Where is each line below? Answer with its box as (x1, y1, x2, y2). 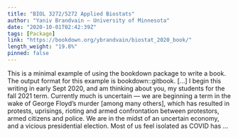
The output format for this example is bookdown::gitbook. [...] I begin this (7, 76, 222, 85)
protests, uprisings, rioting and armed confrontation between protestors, (7, 107, 220, 115)
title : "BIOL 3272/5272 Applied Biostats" (7, 10, 135, 18)
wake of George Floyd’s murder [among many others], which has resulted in (7, 99, 230, 107)
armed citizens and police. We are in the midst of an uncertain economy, (7, 114, 220, 122)
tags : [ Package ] (7, 30, 55, 37)
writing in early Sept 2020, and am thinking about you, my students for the (7, 84, 225, 93)
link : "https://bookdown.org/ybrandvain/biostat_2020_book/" (7, 37, 193, 44)
